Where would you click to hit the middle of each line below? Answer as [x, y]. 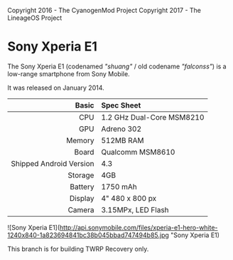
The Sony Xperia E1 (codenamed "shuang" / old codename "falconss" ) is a [117, 66]
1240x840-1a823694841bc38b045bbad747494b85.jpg [88, 235]
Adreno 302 [121, 129]
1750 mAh [119, 187]
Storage [81, 175]
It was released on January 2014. [56, 88]
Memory [80, 140]
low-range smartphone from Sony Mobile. [69, 73]
